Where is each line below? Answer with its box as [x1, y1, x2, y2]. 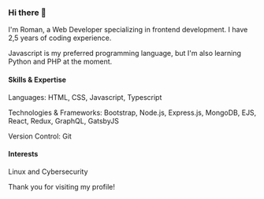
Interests [8, 149, 39, 159]
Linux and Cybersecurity [8, 167, 88, 176]
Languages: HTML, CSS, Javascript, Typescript [8, 92, 162, 101]
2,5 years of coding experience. [8, 33, 112, 42]
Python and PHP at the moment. [8, 57, 113, 66]
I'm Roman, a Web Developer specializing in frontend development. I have [8, 25, 248, 35]
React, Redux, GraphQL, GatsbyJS [8, 116, 120, 125]
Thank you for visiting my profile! [8, 182, 116, 191]
